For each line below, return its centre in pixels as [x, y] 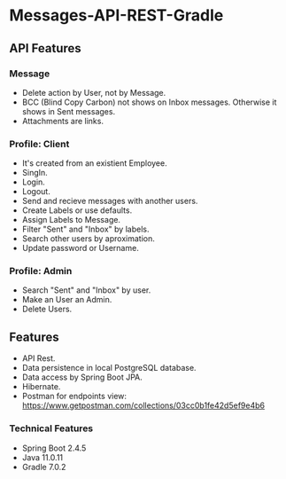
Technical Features [51, 428]
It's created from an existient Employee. [94, 163]
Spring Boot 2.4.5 [54, 448]
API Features [45, 48]
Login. [34, 182]
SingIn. [35, 173]
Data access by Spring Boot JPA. [82, 377]
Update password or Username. [80, 248]
